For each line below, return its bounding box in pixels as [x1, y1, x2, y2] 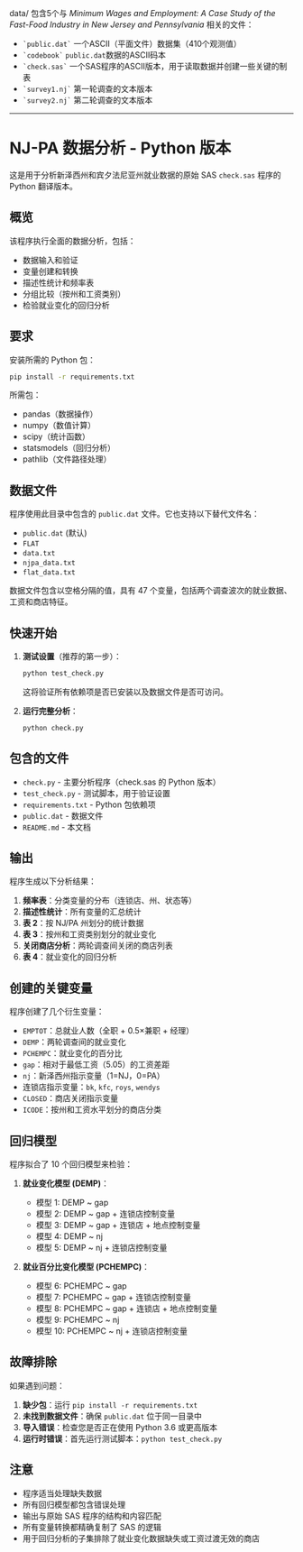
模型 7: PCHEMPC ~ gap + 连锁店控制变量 [35, 1292, 192, 1303]
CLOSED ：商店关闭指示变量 [22, 1093, 119, 1104]
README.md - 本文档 [22, 822, 92, 832]
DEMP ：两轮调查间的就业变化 [22, 1036, 126, 1048]
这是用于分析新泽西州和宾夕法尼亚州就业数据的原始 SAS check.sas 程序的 [9, 170, 281, 180]
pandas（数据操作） [22, 409, 98, 419]
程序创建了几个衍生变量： [9, 1006, 105, 1017]
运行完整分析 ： [22, 705, 78, 716]
